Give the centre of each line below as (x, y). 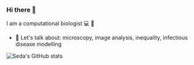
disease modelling (38, 44)
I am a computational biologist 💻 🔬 (50, 23)
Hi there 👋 (21, 10)
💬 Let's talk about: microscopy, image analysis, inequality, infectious (102, 38)
